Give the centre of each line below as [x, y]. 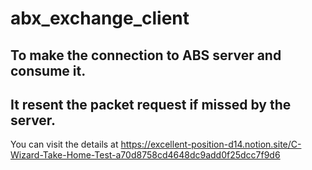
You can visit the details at [64, 144]
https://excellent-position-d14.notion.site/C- [211, 144]
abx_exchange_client [100, 18]
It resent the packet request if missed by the [151, 104]
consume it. [48, 70]
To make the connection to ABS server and [146, 55]
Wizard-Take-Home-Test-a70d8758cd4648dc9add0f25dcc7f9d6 [145, 155]
